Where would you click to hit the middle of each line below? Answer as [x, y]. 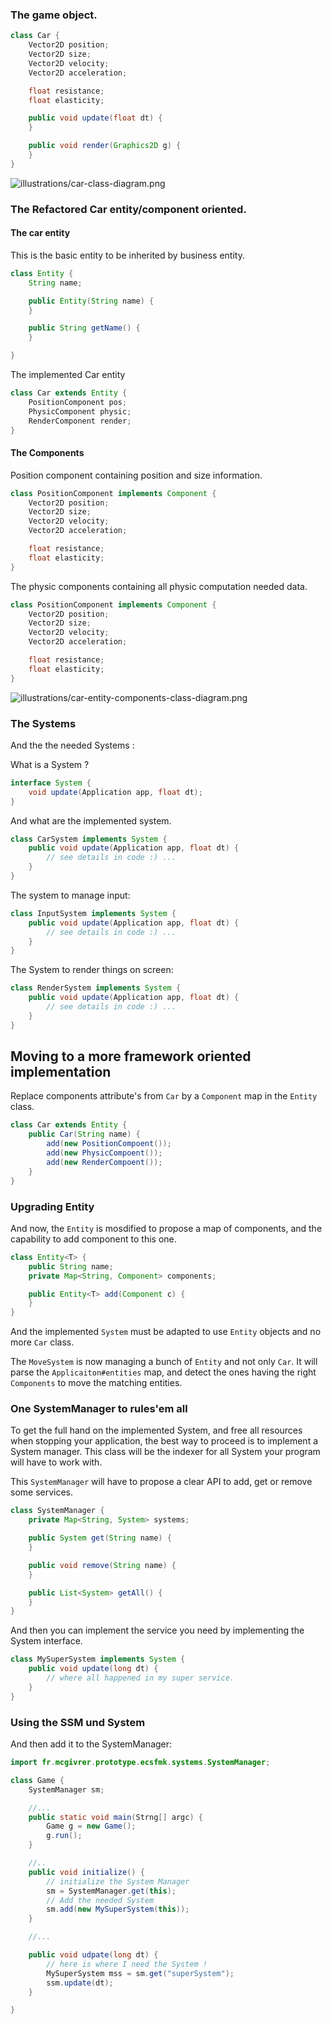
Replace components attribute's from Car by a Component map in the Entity [164, 1096]
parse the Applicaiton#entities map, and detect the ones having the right [163, 1372]
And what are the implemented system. [91, 820]
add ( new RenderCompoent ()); [104, 1162]
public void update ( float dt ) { [95, 118]
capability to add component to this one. [93, 1239]
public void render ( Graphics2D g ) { [105, 146]
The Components [47, 453]
